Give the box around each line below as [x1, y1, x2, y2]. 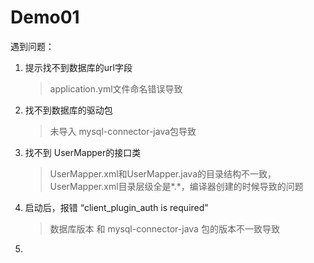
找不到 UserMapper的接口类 [24, 146, 142, 158]
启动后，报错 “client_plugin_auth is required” [24, 201, 209, 213]
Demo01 [10, 6, 80, 29]
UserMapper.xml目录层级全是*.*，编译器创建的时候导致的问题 [49, 180, 304, 192]
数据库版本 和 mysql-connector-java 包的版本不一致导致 [49, 222, 280, 235]
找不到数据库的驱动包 [24, 104, 113, 116]
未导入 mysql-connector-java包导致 [49, 125, 197, 137]
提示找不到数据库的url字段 [24, 61, 133, 73]
